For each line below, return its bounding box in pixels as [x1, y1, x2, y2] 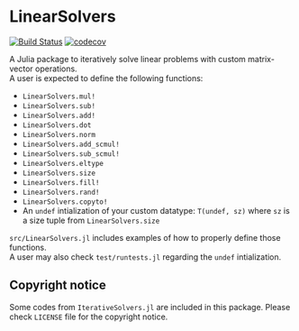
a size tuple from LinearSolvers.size [22, 215, 160, 225]
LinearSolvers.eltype [22, 159, 104, 168]
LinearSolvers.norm [22, 130, 96, 139]
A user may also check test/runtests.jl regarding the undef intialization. [9, 251, 282, 262]
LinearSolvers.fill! [22, 178, 100, 187]
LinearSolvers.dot [22, 120, 92, 130]
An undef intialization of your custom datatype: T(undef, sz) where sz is [22, 205, 290, 216]
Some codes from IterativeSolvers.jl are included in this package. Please [9, 301, 291, 312]
